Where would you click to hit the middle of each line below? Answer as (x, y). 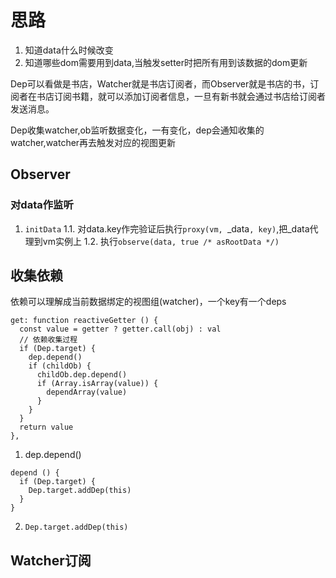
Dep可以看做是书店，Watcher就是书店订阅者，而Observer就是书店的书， (160, 83)
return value (46, 427)
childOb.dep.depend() (82, 375)
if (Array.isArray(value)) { (97, 384)
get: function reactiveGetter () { (84, 321)
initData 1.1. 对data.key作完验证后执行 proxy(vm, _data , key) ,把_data (167, 228)
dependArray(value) (87, 392)
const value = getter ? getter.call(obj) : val (120, 329)
